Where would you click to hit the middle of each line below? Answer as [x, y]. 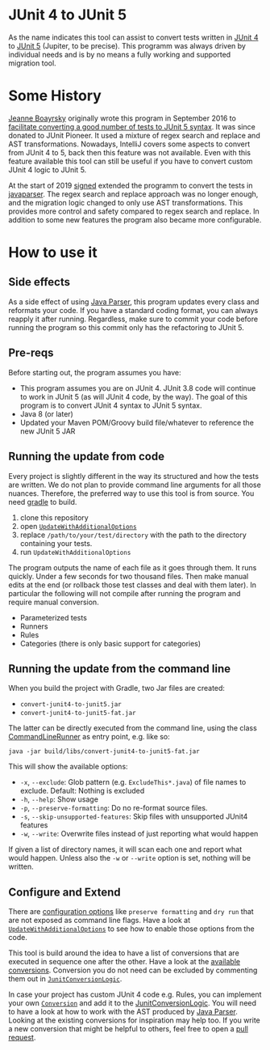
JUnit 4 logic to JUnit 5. [48, 169]
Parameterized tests [53, 617]
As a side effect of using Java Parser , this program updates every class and [134, 302]
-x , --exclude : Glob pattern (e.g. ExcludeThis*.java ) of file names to [133, 782]
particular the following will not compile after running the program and [125, 593]
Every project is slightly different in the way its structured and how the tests [134, 476]
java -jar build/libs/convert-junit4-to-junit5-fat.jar [104, 752]
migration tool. [32, 63]
